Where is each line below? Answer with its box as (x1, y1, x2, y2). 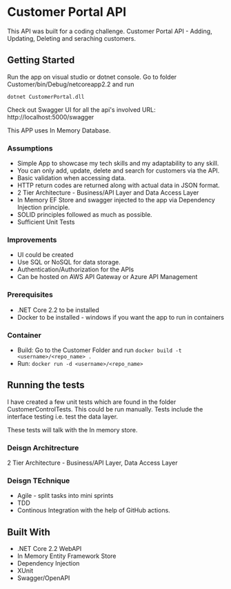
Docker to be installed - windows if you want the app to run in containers (17, 313, 225, 321)
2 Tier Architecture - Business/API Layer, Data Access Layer (7, 458, 178, 467)
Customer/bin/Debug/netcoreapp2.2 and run (7, 80, 134, 88)
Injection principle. (17, 203, 70, 211)
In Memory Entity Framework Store (17, 552, 117, 560)
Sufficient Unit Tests (17, 218, 75, 226)
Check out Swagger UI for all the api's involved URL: (7, 105, 157, 114)
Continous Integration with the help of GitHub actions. (17, 506, 170, 514)
